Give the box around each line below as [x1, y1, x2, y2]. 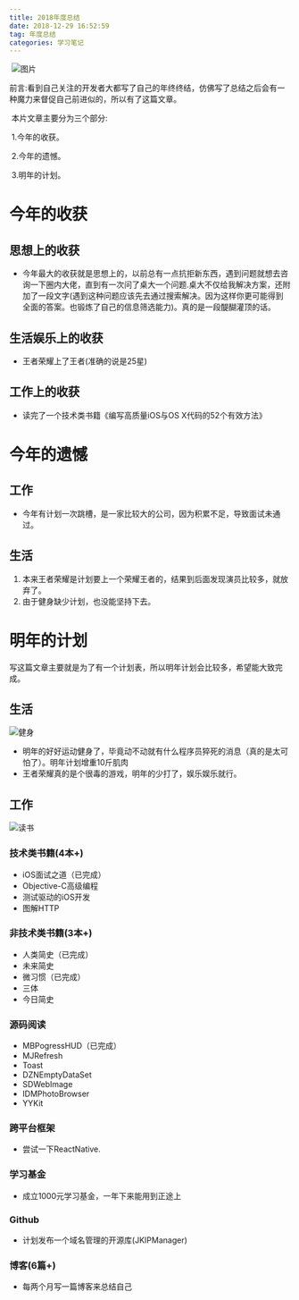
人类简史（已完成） [21, 949, 94, 959]
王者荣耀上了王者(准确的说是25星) [21, 356, 147, 367]
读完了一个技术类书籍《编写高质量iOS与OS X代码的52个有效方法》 [21, 409, 267, 420]
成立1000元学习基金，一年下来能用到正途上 [21, 1190, 181, 1201]
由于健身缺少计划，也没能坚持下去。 [21, 595, 156, 606]
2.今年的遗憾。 [11, 151, 66, 162]
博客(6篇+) [9, 1259, 56, 1271]
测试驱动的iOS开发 [21, 891, 91, 902]
